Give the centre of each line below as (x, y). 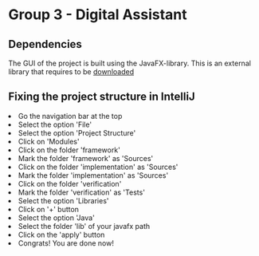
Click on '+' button (49, 209)
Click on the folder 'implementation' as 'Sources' (98, 167)
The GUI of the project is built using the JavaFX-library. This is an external (129, 63)
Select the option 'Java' (57, 218)
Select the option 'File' (55, 124)
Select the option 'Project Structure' (77, 132)
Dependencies (45, 44)
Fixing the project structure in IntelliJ (102, 97)
